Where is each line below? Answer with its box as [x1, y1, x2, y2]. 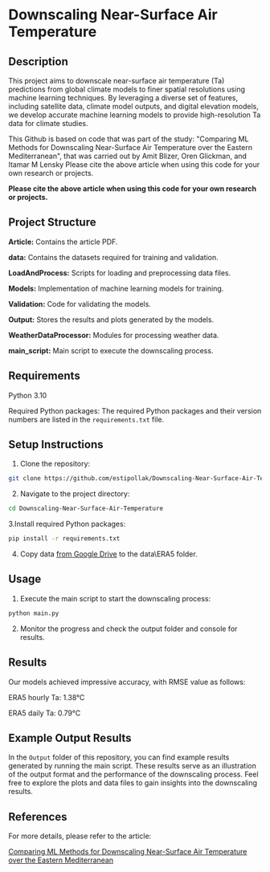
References [8, 809, 67, 824]
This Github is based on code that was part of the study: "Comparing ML [8, 134, 249, 144]
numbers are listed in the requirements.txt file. [8, 414, 165, 424]
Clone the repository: [19, 459, 91, 469]
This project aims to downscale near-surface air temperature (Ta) [8, 76, 225, 85]
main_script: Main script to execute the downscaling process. [8, 345, 214, 355]
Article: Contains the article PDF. [8, 237, 118, 247]
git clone [8, 475, 42, 483]
